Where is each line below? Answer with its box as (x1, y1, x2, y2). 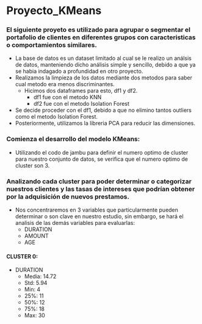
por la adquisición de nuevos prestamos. (6, 192, 130, 201)
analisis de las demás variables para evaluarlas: (15, 219, 135, 227)
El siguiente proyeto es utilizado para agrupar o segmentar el (6, 26, 191, 34)
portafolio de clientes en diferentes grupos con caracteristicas (6, 33, 196, 42)
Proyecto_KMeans (6, 4, 102, 18)
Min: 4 (24, 285, 41, 293)
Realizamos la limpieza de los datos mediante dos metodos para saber (15, 74, 192, 81)
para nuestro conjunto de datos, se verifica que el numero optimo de (15, 155, 188, 163)
